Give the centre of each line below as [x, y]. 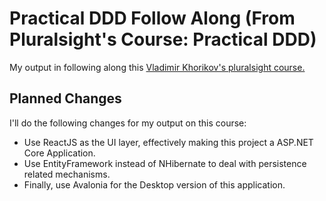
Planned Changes [65, 98]
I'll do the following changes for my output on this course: [128, 123]
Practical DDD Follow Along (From [152, 18]
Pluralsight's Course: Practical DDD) [163, 39]
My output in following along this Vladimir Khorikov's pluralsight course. [157, 67]
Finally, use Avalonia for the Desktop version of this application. [154, 184]
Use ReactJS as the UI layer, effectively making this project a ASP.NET [168, 142]
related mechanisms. [67, 174]
